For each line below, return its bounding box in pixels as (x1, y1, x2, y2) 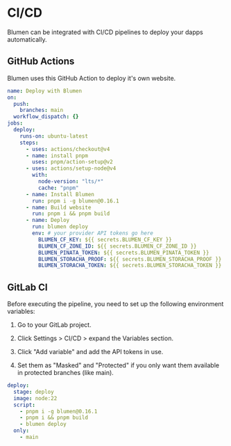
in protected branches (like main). (17, 369, 114, 377)
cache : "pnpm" (37, 184, 79, 191)
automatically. (7, 35, 47, 43)
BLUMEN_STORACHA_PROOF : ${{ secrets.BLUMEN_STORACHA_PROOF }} (37, 255, 222, 262)
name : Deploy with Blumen (7, 87, 82, 95)
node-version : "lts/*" (37, 178, 104, 185)
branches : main (19, 106, 64, 114)
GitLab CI (7, 281, 48, 293)
